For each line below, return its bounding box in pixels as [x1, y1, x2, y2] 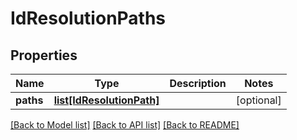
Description [169, 77, 227, 90]
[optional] [235, 93, 282, 107]
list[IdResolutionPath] [53, 93, 160, 107]
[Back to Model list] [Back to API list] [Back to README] [10, 119, 240, 131]
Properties [10, 47, 78, 64]
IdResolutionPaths [10, 7, 167, 30]
